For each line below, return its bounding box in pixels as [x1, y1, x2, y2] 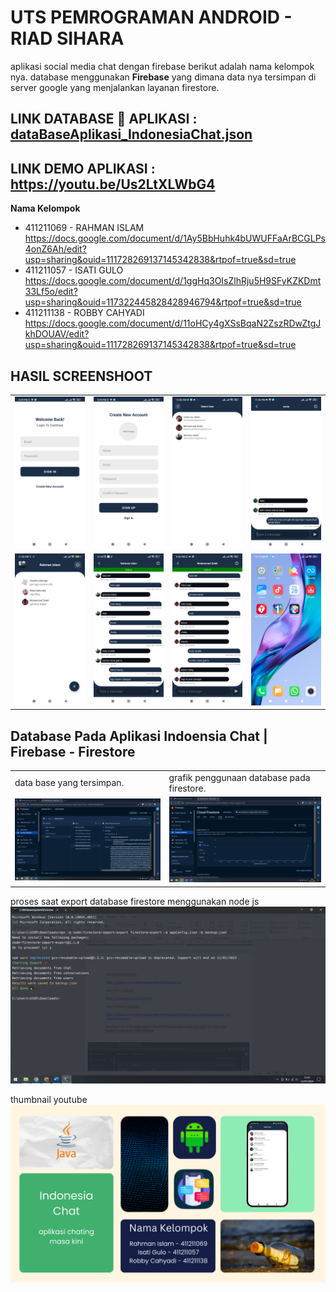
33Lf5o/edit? [24, 286, 78, 298]
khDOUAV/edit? [24, 328, 90, 340]
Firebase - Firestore [10, 743, 136, 760]
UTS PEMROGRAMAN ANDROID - [10, 6, 293, 29]
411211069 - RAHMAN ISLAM [24, 222, 145, 234]
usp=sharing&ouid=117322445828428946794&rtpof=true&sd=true [24, 296, 302, 308]
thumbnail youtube [10, 1094, 88, 1106]
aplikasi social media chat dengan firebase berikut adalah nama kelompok [10, 60, 315, 72]
